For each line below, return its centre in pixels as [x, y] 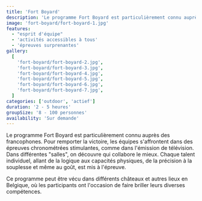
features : [19, 29]
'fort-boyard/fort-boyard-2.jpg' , [60, 62]
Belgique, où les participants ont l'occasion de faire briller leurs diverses [96, 185]
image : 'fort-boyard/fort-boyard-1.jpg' [58, 23]
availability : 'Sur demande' [43, 118]
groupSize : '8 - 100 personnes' [47, 113]
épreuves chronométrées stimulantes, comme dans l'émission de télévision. [100, 148]
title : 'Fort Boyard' [33, 12]
